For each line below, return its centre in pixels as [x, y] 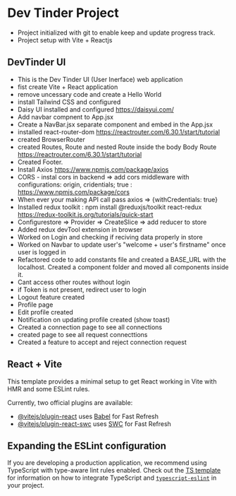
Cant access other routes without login [74, 282]
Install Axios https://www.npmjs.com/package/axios [93, 169]
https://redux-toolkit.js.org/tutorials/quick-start [85, 214]
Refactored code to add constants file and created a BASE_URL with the [122, 259]
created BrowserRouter [51, 139]
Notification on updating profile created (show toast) [94, 319]
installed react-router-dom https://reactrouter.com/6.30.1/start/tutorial [119, 131]
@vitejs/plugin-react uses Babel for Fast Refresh [88, 416]
